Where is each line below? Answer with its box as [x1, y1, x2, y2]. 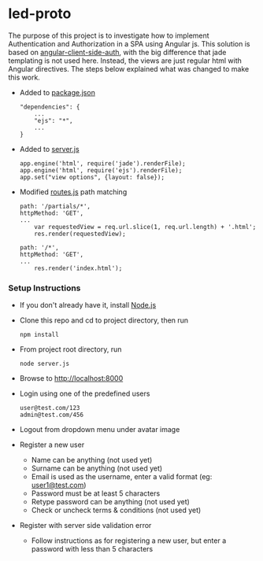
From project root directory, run [19, 345, 122, 354]
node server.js [19, 360, 70, 368]
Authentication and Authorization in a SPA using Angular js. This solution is [8, 39, 250, 48]
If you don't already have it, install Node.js [19, 301, 157, 310]
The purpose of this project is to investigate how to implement [8, 31, 210, 40]
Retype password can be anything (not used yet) [31, 497, 191, 507]
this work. [8, 72, 41, 82]
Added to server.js [19, 144, 80, 153]
